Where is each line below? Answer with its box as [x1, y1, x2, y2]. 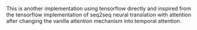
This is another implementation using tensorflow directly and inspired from [6, 5, 192, 12]
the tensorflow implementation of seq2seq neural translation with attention [6, 11, 192, 18]
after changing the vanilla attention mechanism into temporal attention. [6, 18, 182, 24]
